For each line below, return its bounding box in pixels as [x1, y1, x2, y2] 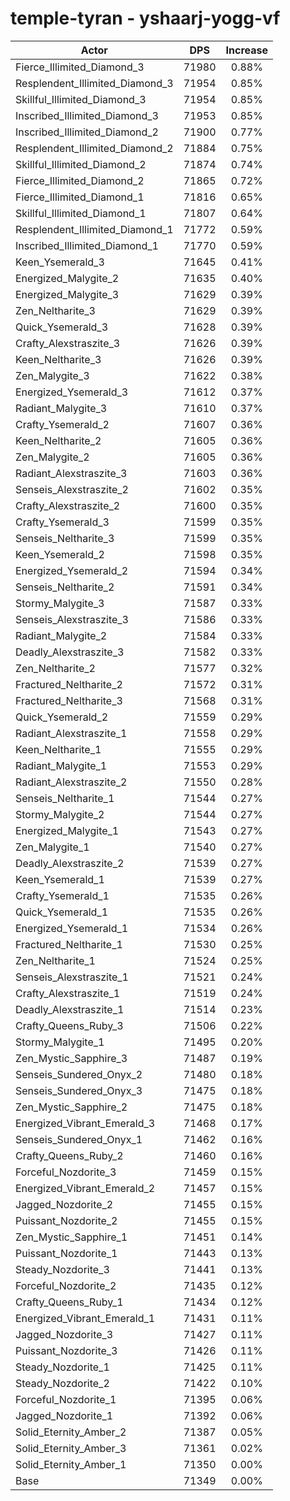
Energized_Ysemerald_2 [15, 563, 129, 577]
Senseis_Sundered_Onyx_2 [15, 1067, 143, 1081]
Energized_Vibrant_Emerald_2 [15, 1181, 156, 1195]
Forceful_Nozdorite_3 [15, 1165, 117, 1179]
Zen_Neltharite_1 [15, 953, 96, 967]
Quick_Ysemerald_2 [15, 710, 109, 724]
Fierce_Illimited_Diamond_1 [15, 190, 145, 204]
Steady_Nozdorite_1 [15, 1360, 110, 1374]
